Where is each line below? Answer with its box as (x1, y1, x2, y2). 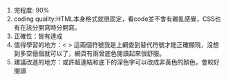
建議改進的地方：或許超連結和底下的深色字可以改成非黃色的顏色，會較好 (13, 58, 220, 66)
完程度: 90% (13, 6, 50, 14)
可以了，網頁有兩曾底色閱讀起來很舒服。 (50, 49, 166, 57)
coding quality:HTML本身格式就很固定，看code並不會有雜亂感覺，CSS (13, 15, 216, 23)
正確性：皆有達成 (13, 32, 63, 40)
